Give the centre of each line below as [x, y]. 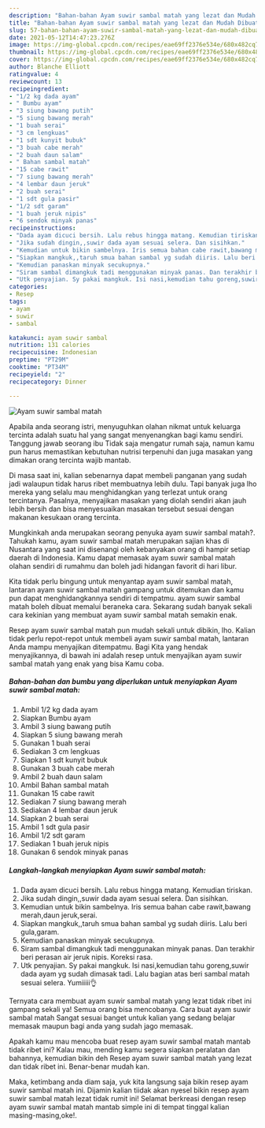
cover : [20, 60]
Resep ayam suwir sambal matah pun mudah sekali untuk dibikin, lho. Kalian [132, 630]
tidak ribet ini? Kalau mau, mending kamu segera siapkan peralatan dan [125, 1050]
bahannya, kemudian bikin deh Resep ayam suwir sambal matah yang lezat [131, 1059]
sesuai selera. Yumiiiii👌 [59, 983]
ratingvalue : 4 [34, 74]
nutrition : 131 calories [50, 345]
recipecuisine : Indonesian [53, 353]
